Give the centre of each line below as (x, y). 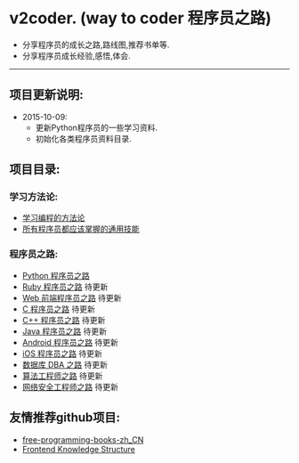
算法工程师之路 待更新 (62, 376)
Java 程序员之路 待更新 (64, 331)
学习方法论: (34, 197)
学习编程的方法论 (53, 218)
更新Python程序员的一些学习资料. (97, 127)
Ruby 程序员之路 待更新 (65, 287)
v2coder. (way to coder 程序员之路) (141, 18)
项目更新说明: (47, 95)
